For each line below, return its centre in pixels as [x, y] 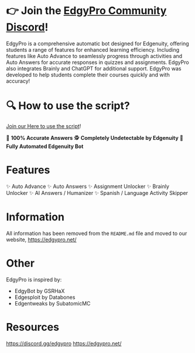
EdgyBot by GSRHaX [40, 291]
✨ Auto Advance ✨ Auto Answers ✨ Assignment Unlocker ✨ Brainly [88, 186]
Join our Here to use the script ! [44, 126]
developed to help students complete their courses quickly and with [88, 75]
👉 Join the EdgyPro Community [86, 11]
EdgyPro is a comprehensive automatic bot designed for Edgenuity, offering [97, 43]
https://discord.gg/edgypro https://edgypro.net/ [64, 343]
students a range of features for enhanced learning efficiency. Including [93, 49]
